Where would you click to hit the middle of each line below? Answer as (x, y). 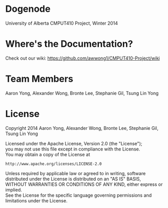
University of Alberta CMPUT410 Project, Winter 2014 (62, 23)
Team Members (39, 79)
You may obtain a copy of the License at (48, 154)
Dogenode (28, 9)
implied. (14, 190)
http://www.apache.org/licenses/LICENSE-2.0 (54, 164)
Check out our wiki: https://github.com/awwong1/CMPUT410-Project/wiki (83, 58)
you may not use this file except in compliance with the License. (73, 149)
